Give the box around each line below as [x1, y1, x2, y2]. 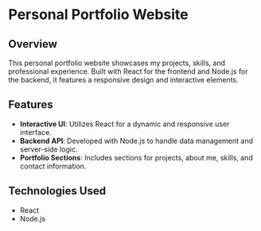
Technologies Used [8, 184, 106, 198]
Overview [8, 37, 58, 51]
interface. [19, 127, 52, 137]
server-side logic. [19, 144, 78, 154]
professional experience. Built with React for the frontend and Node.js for [8, 67, 248, 76]
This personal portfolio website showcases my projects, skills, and [8, 58, 225, 67]
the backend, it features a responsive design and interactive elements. [8, 75, 239, 84]
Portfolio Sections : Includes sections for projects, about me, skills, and [19, 152, 253, 162]
